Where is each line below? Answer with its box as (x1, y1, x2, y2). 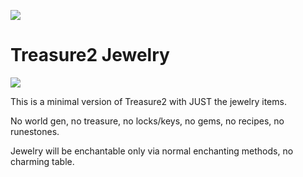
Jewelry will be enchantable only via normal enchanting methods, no (10, 145, 294, 157)
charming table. (10, 155, 75, 167)
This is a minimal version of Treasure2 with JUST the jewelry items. (10, 95, 287, 107)
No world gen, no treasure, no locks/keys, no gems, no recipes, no (10, 115, 285, 127)
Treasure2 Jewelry (10, 44, 170, 67)
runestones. (10, 125, 60, 137)
